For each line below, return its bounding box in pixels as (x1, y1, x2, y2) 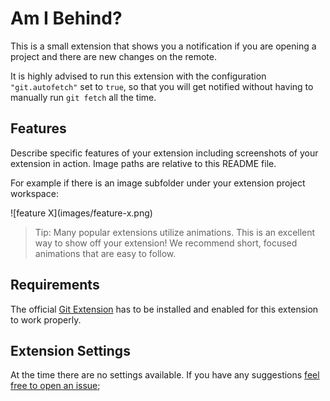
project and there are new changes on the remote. (10, 50, 217, 62)
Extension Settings (10, 342, 131, 359)
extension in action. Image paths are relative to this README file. (10, 157, 277, 169)
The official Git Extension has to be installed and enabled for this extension (10, 303, 319, 315)
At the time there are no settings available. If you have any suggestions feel (10, 369, 320, 381)
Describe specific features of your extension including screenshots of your (10, 147, 319, 159)
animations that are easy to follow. (34, 247, 177, 259)
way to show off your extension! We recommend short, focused (34, 237, 298, 249)
